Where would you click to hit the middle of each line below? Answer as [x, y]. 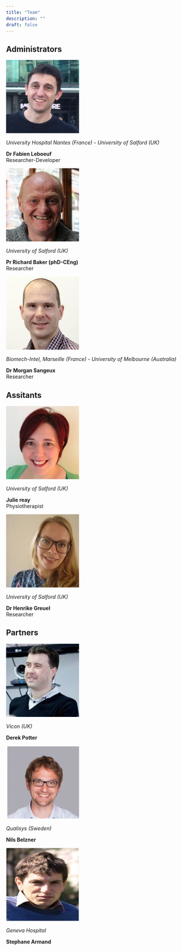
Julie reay [18, 500]
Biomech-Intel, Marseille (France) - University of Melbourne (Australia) [91, 359]
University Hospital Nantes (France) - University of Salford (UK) [83, 143]
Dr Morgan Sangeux [31, 370]
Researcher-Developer [33, 160]
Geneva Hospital [26, 930]
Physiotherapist [25, 506]
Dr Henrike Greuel [28, 608]
